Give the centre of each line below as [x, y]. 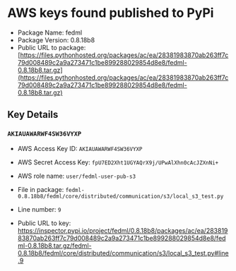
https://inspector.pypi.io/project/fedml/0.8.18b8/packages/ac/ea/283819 [123, 230]
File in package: [41, 189]
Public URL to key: [44, 223]
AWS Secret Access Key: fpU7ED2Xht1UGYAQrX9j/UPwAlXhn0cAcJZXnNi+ [118, 162]
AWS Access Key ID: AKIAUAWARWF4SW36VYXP [80, 148]
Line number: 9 [39, 209]
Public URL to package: [52, 47]
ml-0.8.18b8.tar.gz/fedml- [54, 246]
